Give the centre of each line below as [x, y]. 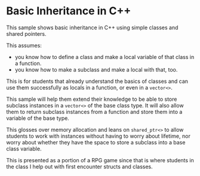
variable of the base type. [38, 118]
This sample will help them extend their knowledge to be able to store [92, 99]
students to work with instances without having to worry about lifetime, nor [99, 136]
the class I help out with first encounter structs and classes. [80, 166]
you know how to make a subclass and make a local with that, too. [96, 69]
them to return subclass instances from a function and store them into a [94, 112]
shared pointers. [26, 33]
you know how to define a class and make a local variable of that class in [104, 57]
